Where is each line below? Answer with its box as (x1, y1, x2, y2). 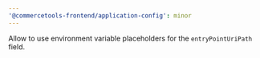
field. (8, 41, 26, 52)
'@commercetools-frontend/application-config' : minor (8, 11, 193, 20)
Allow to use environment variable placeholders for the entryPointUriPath (8, 33, 253, 43)
